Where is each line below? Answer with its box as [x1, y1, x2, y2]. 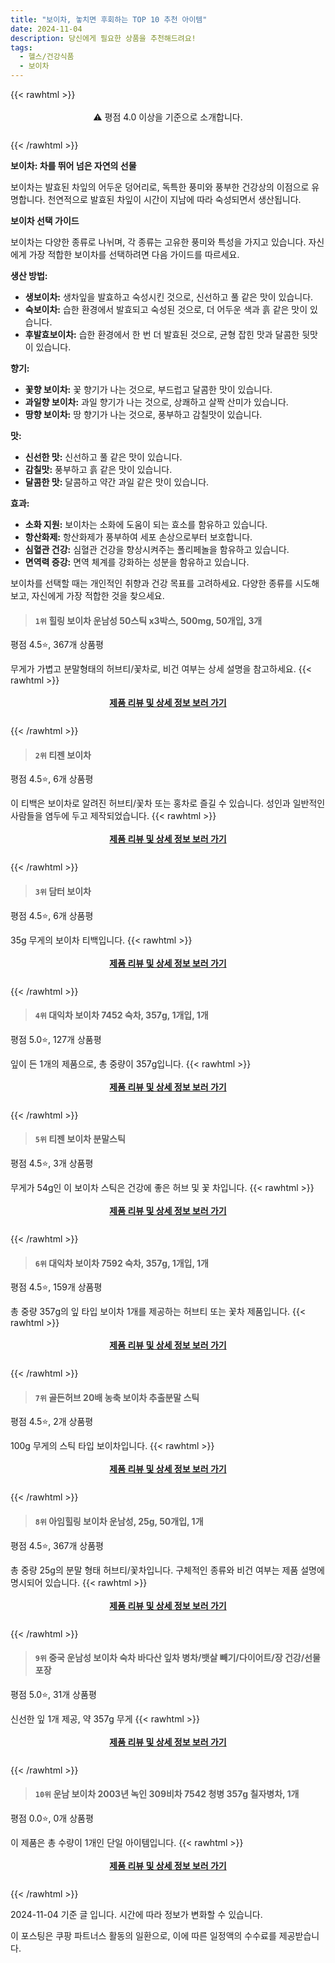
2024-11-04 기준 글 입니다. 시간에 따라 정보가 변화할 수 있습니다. [10, 1909, 263, 1921]
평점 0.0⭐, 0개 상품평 [10, 1812, 94, 1825]
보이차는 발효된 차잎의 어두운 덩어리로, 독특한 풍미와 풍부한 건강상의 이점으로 [10, 181, 310, 193]
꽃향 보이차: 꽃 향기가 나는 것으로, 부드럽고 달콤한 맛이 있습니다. [24, 384, 273, 395]
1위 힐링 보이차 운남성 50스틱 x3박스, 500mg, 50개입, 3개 [34, 614, 263, 626]
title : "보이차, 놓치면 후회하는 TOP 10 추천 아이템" [10, 14, 208, 25]
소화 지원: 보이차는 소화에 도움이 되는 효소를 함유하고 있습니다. [24, 519, 268, 530]
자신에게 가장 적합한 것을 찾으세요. [31, 590, 165, 601]
